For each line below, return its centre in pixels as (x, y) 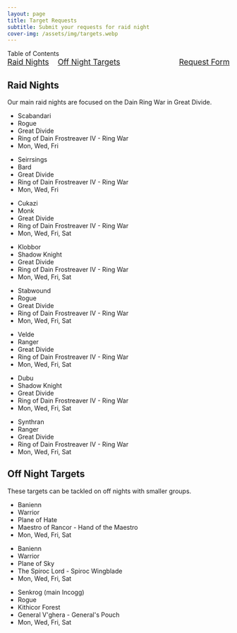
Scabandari (34, 116)
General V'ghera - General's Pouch (68, 615)
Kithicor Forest (39, 607)
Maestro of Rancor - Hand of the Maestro (78, 527)
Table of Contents (34, 54)
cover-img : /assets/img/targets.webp (63, 34)
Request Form (204, 62)
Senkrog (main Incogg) (51, 592)
